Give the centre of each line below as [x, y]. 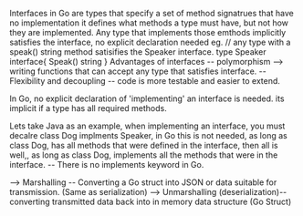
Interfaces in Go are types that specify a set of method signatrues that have [151, 13]
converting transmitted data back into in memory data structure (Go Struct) [151, 201]
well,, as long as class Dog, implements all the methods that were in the [144, 155]
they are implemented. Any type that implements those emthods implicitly [148, 32]
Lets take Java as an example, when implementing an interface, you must [147, 126]
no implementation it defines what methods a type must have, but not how [149, 23]
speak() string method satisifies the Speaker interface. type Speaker [138, 52]
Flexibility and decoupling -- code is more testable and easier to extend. [145, 81]
